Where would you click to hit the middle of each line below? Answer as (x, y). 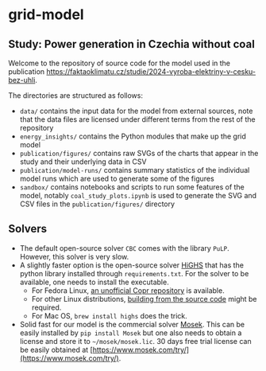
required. (46, 307)
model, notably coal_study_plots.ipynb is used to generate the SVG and (138, 195)
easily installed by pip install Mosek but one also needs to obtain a (131, 333)
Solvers (28, 229)
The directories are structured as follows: (75, 96)
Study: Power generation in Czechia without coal (132, 44)
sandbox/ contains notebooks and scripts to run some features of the (132, 187)
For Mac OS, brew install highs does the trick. (110, 315)
